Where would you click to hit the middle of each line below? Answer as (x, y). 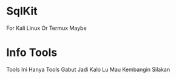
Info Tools (32, 53)
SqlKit (22, 11)
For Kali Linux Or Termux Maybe (46, 28)
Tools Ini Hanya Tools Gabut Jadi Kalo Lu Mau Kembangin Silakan (88, 69)
